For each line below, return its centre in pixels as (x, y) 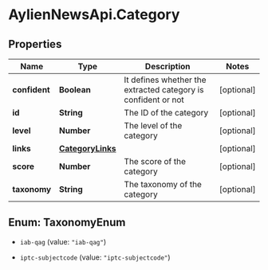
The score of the (155, 161)
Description (167, 67)
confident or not (154, 100)
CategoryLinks (88, 149)
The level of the (153, 125)
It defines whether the (165, 80)
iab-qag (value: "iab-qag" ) (63, 241)
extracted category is (164, 90)
